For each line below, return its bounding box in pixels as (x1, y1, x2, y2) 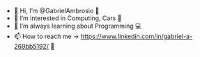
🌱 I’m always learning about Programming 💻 (13, 22, 142, 30)
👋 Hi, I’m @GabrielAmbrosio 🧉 (13, 7, 100, 15)
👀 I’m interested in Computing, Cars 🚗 (13, 14, 122, 22)
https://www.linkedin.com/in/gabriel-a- (80, 32, 193, 40)
